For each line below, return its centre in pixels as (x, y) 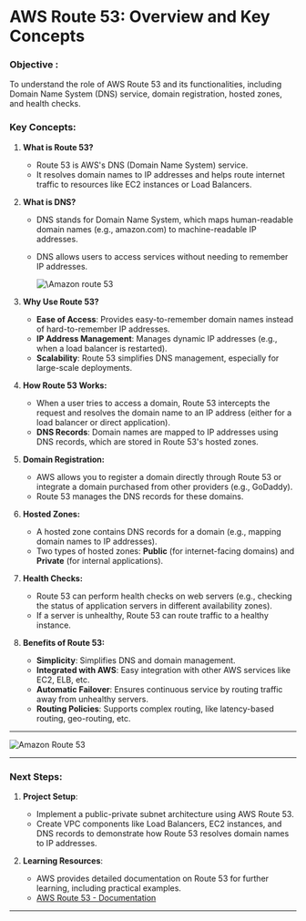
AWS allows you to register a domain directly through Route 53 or (159, 476)
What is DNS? (49, 201)
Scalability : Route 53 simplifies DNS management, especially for (158, 358)
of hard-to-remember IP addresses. (103, 329)
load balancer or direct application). (103, 422)
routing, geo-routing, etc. (83, 718)
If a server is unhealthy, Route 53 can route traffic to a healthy (152, 615)
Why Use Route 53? (61, 302)
